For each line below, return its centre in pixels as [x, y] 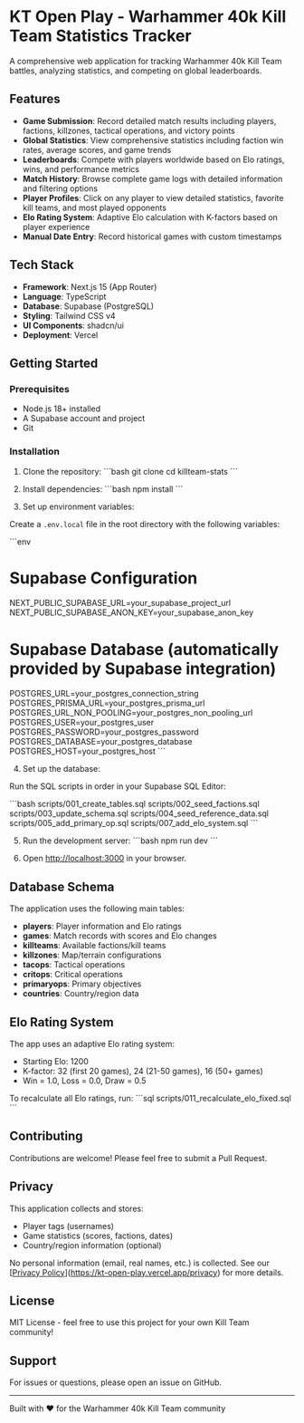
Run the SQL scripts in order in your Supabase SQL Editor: [118, 786]
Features [35, 99]
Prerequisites [39, 389]
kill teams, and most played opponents [95, 207]
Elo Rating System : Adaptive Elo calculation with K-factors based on [150, 217]
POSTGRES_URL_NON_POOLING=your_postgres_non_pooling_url [131, 713]
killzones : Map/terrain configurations [92, 955]
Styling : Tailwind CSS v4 [69, 315]
